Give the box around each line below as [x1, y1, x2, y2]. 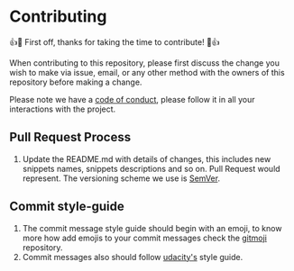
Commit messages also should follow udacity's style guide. [22, 251, 243, 262]
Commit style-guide [9, 199, 124, 214]
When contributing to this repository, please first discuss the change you [9, 57, 280, 68]
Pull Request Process [9, 130, 132, 145]
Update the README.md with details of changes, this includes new [22, 153, 271, 164]
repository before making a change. [9, 77, 142, 87]
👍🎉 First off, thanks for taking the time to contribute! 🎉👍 [9, 36, 220, 47]
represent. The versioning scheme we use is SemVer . [22, 173, 221, 184]
